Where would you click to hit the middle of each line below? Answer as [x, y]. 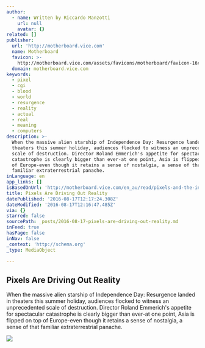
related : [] [21, 35]
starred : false [26, 216]
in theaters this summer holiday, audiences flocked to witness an [88, 301]
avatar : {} [31, 29]
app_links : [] [24, 182]
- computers [27, 131]
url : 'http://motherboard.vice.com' [58, 46]
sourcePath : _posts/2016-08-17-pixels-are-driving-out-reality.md [92, 222]
